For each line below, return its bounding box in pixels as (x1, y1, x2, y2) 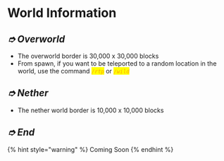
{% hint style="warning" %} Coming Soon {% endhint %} (7, 145, 174, 153)
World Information (7, 5, 117, 21)
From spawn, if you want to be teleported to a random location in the (17, 59, 217, 68)
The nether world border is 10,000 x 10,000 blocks (17, 106, 164, 114)
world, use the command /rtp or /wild (17, 67, 130, 75)
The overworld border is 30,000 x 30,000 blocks (17, 52, 159, 60)
